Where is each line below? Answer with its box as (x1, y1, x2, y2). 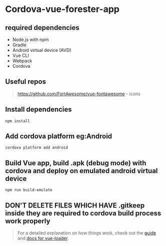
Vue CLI (12, 52, 29, 58)
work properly (5, 217, 50, 225)
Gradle (12, 42, 26, 48)
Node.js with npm (12, 36, 49, 42)
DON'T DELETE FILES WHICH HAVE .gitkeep (5, 201, 145, 210)
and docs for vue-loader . (17, 236, 69, 242)
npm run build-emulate (5, 188, 52, 193)
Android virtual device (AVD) (12, 47, 71, 53)
